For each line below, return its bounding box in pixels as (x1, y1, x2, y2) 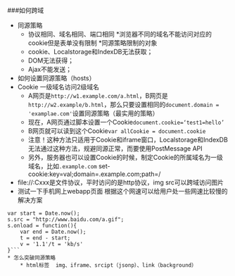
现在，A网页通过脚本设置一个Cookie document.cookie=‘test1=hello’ (27, 118, 225, 126)
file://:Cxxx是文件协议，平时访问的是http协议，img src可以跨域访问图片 (17, 178, 224, 187)
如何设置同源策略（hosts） (17, 74, 96, 82)
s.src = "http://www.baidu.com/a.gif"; (7, 216, 125, 223)
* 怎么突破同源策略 (7, 254, 56, 261)
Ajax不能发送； (27, 65, 72, 73)
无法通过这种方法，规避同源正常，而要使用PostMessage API (27, 144, 203, 153)
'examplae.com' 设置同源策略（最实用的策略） (27, 109, 159, 118)
